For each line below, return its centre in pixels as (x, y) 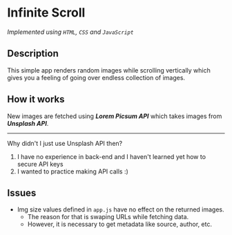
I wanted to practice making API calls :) (73, 171)
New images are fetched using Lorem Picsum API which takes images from (115, 116)
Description (33, 54)
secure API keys (40, 164)
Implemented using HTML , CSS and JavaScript (70, 32)
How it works (36, 99)
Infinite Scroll (46, 13)
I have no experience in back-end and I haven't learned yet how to (111, 156)
